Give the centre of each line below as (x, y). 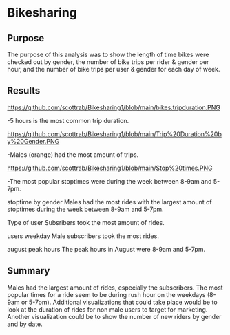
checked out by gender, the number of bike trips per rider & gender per (108, 62)
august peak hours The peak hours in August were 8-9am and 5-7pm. (106, 249)
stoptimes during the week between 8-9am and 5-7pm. (85, 209)
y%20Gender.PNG (33, 141)
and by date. (25, 324)
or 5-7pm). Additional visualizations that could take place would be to (119, 302)
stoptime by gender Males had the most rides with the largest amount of (109, 202)
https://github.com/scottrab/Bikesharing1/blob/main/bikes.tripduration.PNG (114, 107)
